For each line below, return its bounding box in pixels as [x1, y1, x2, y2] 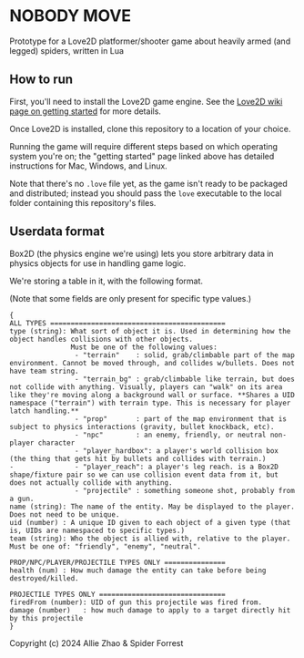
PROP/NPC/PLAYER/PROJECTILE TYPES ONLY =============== [9, 558, 226, 567]
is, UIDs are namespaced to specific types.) [9, 526, 185, 535]
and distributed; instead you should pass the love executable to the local [9, 188, 282, 199]
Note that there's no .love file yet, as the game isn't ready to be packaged [9, 178, 289, 189]
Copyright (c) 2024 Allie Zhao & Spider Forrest [9, 637, 184, 648]
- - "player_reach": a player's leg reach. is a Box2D [9, 462, 279, 471]
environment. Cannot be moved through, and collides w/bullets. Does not [9, 358, 296, 367]
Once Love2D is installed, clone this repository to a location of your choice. [9, 123, 291, 134]
